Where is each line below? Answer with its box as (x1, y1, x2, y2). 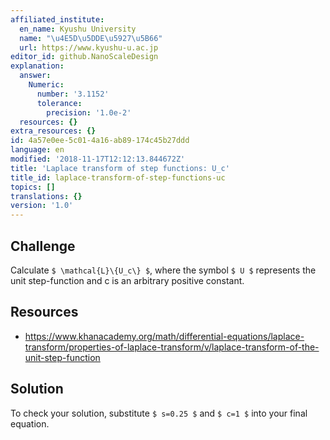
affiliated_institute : (10, 14, 105, 25)
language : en (10, 145, 65, 155)
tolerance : (36, 98, 83, 108)
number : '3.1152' (36, 89, 110, 99)
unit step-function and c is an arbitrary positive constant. (10, 274, 245, 286)
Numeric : (28, 80, 65, 90)
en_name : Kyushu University (19, 24, 137, 34)
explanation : (10, 61, 65, 71)
